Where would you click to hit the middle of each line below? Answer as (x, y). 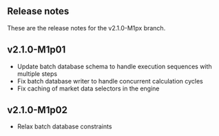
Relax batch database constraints (64, 126)
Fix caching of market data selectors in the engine (88, 88)
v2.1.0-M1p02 (37, 110)
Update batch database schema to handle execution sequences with (114, 66)
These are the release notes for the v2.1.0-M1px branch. (86, 28)
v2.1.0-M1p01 (36, 50)
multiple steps (37, 74)
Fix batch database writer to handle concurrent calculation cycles (110, 81)
